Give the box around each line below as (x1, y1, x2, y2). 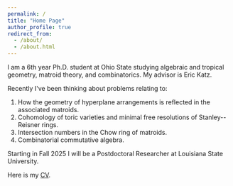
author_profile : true (7, 23, 72, 31)
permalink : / (7, 10, 46, 18)
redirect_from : (7, 30, 53, 38)
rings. (41, 121, 59, 128)
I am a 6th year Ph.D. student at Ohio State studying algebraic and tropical (7, 63, 224, 71)
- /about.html (13, 43, 55, 50)
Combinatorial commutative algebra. (17, 136, 124, 144)
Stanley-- (198, 113, 227, 121)
